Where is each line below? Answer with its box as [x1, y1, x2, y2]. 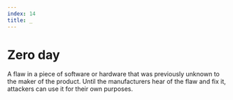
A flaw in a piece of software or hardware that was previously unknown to [7, 70, 220, 78]
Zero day [7, 47, 61, 63]
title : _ [7, 17, 33, 24]
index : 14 [7, 10, 36, 17]
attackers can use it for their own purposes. [7, 85, 134, 93]
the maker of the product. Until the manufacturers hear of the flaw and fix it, [7, 78, 226, 86]
